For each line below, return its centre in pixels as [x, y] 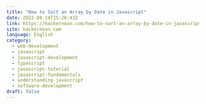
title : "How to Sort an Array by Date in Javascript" [77, 12]
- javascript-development [45, 58]
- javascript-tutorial [41, 69]
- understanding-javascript [48, 80]
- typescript [29, 63]
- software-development [42, 86]
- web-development [36, 46]
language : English [30, 35]
